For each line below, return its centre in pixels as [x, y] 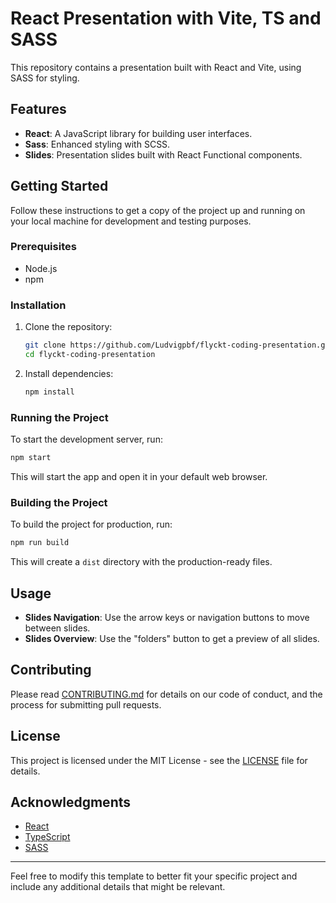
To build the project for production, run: [91, 524]
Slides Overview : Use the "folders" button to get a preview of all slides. [172, 638]
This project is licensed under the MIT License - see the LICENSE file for [159, 760]
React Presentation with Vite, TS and [166, 18]
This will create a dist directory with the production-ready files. [141, 562]
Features [38, 109]
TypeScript [47, 837]
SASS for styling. [45, 78]
